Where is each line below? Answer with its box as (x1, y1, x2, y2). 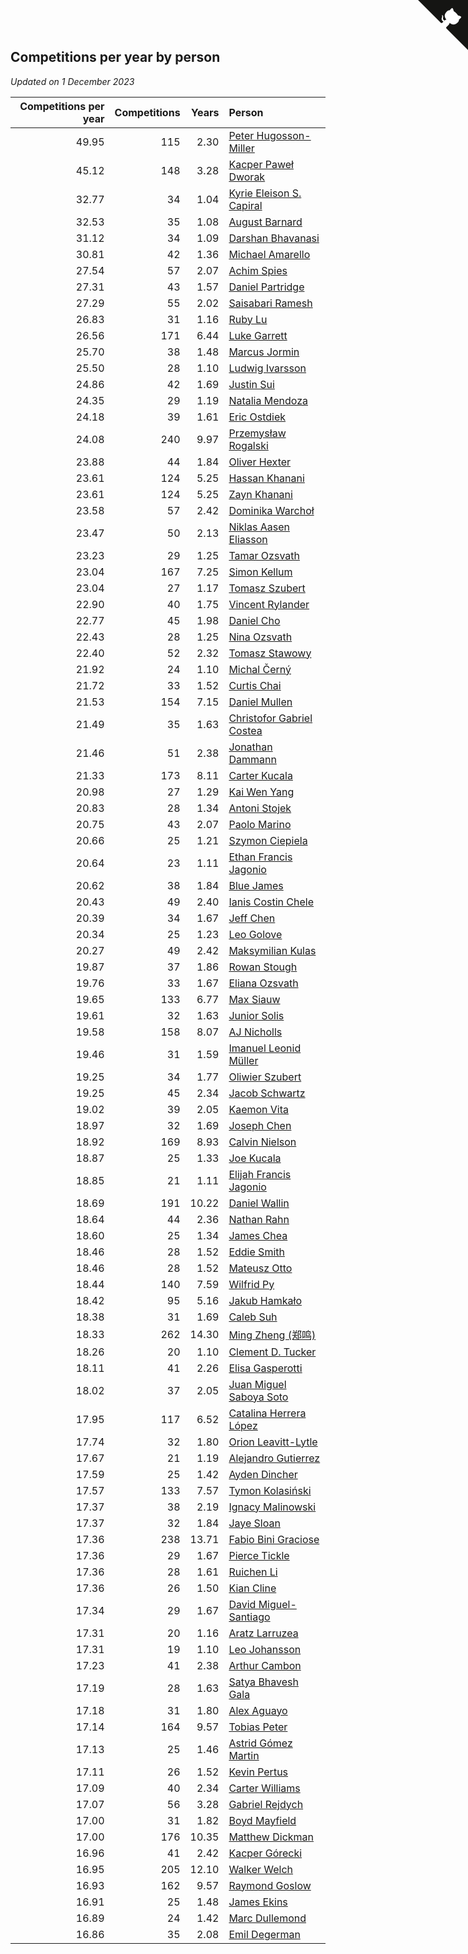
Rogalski (228, 438, 269, 452)
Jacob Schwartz (228, 1086, 306, 1100)
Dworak (228, 170, 266, 184)
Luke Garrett (228, 328, 288, 342)
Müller (228, 1053, 259, 1067)
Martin (228, 1748, 260, 1762)
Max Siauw (228, 992, 281, 1006)
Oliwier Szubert (228, 1070, 302, 1084)
